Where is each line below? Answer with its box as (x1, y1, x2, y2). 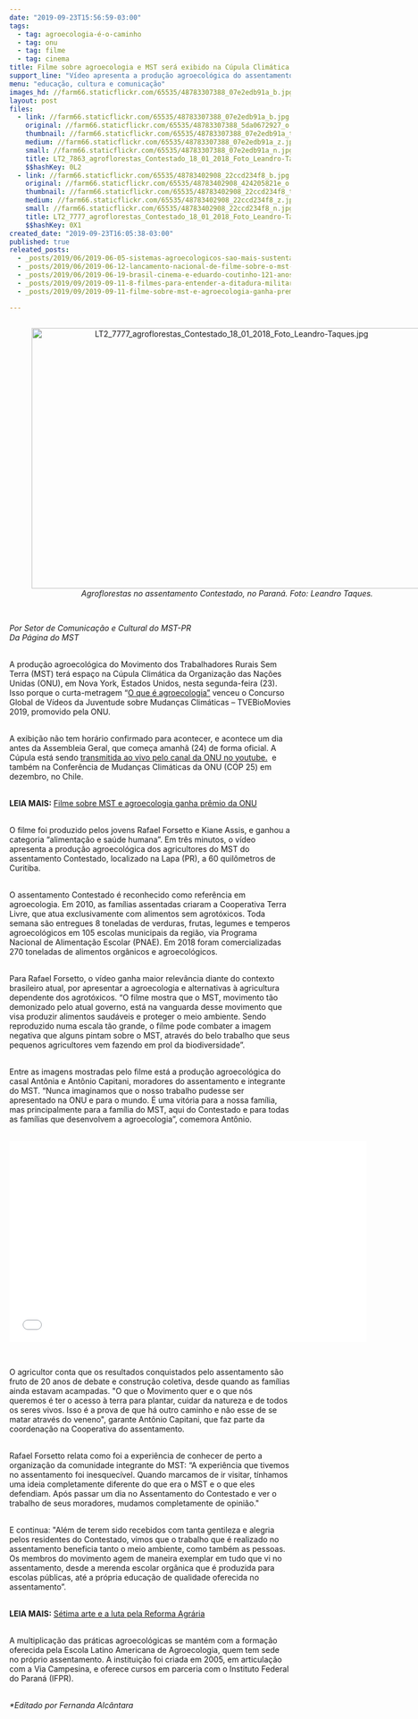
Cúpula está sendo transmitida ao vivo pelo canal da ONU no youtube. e (9, 752, 277, 763)
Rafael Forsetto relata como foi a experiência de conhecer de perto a (9, 1450, 263, 1461)
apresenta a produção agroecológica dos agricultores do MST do (9, 843, 250, 854)
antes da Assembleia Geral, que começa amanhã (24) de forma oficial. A (9, 742, 277, 753)
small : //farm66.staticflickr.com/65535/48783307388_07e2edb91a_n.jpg (25, 146, 294, 154)
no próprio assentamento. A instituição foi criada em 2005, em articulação (9, 1654, 283, 1665)
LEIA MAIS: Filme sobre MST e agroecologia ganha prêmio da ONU (9, 797, 257, 808)
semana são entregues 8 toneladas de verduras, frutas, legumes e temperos (9, 917, 290, 929)
